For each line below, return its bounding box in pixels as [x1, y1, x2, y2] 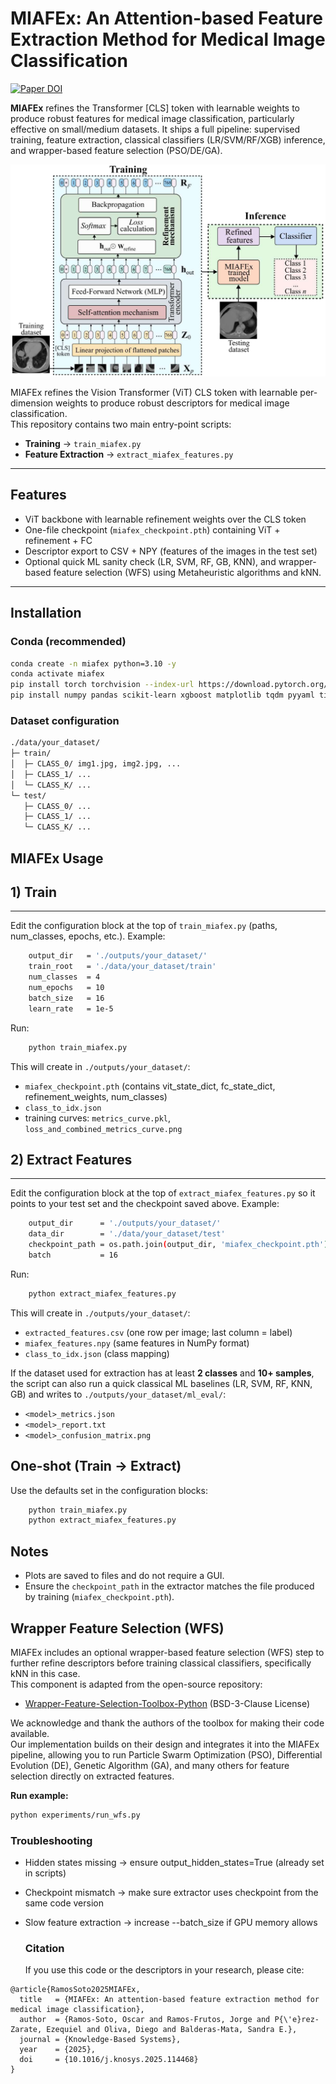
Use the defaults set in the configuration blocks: [10, 1484, 208, 1496]
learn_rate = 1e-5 [28, 1003, 114, 1014]
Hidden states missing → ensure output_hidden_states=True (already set [24, 1857, 325, 1869]
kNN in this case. [10, 1667, 81, 1679]
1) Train [10, 884, 57, 901]
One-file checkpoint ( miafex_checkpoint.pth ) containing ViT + [24, 523, 281, 536]
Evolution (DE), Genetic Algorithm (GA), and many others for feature [10, 1759, 290, 1771]
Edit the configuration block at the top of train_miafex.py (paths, [10, 920, 278, 932]
